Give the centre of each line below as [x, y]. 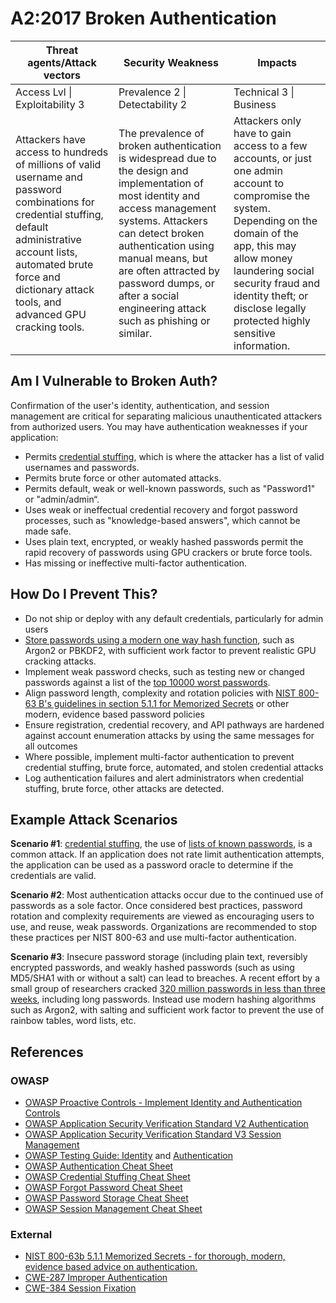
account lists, [46, 252]
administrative [48, 239]
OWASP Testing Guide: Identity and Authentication [128, 1156]
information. [262, 345]
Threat [62, 50]
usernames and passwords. [82, 467]
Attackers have [51, 139]
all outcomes [51, 746]
